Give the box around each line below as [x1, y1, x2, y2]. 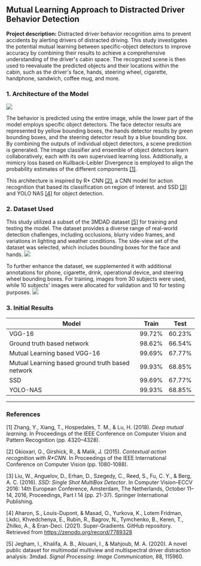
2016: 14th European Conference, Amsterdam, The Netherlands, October [6, 485, 186, 492]
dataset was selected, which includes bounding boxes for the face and [6, 244, 181, 251]
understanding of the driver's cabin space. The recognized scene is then [6, 55, 186, 62]
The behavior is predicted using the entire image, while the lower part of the [6, 115, 193, 122]
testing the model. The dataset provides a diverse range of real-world [6, 225, 178, 232]
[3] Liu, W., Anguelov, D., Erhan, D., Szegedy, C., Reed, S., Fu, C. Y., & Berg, [6, 472, 192, 479]
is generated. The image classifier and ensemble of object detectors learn [6, 146, 188, 153]
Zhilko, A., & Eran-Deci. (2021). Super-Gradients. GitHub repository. [6, 522, 172, 529]
